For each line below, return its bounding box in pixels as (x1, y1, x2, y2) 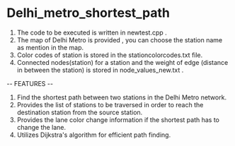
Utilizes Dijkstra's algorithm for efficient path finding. (16, 130, 171, 139)
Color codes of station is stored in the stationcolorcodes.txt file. (16, 51, 203, 59)
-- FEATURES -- (6, 79, 54, 87)
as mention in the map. (16, 43, 84, 51)
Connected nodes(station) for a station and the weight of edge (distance (16, 58, 229, 66)
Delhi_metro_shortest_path (6, 5, 171, 21)
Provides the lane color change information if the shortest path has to (16, 115, 220, 124)
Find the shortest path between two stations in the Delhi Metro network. (16, 93, 227, 102)
